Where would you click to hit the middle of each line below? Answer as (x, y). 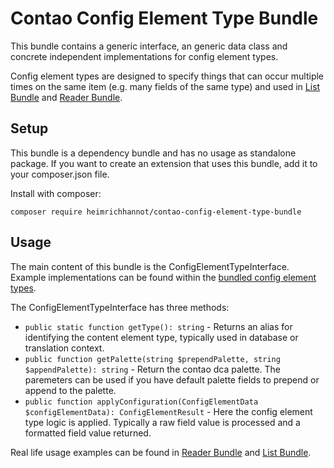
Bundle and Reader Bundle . (66, 97)
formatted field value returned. (88, 433)
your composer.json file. (60, 174)
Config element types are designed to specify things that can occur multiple (167, 76)
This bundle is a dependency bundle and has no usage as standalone (153, 153)
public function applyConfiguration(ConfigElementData (141, 402)
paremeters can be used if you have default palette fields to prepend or (172, 379)
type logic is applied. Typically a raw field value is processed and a (162, 422)
